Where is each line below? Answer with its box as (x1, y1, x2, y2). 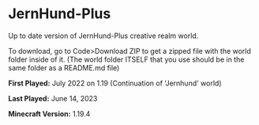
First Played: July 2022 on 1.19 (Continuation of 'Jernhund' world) (8, 78, 223, 88)
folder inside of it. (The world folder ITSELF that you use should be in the (8, 55, 245, 64)
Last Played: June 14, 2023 (8, 93, 98, 103)
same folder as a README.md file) (8, 62, 120, 72)
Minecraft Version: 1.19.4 (8, 108, 91, 119)
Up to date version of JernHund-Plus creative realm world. (8, 31, 199, 40)
